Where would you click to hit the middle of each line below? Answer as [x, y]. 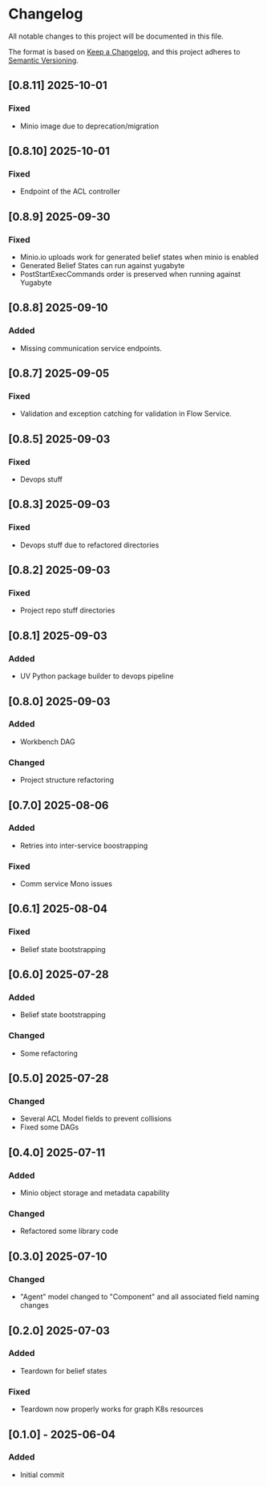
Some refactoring [49, 1053]
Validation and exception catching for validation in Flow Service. [126, 413]
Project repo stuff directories [67, 610]
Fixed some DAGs [49, 1127]
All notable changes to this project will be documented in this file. [116, 36]
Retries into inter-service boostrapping [84, 845]
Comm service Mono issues [66, 884]
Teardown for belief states [63, 1370]
